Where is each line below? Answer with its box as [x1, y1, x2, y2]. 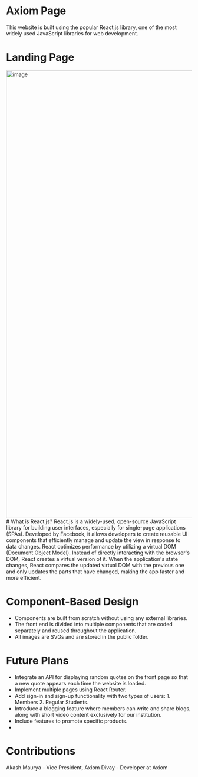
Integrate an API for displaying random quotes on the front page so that [14, 673, 189, 680]
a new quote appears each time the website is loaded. [14, 680, 146, 687]
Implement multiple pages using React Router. [14, 686, 127, 693]
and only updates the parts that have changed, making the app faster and [6, 568, 184, 575]
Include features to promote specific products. [14, 717, 128, 724]
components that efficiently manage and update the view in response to [6, 536, 181, 544]
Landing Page [6, 51, 75, 64]
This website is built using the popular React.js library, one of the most [6, 24, 177, 31]
